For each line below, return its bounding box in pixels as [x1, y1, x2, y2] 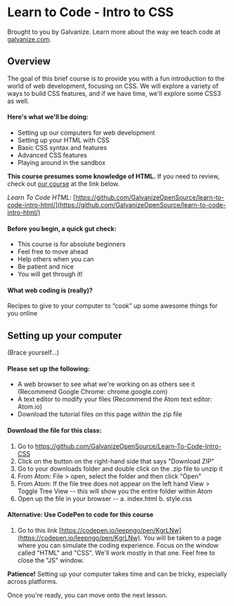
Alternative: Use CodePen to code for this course [7, 510, 154, 519]
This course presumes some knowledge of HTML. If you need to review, [7, 172, 220, 180]
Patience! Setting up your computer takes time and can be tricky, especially [7, 569, 228, 578]
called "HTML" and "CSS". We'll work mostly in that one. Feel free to [17, 548, 216, 557]
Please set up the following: [7, 364, 90, 373]
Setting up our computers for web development [17, 128, 155, 137]
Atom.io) [17, 402, 43, 411]
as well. [7, 97, 30, 105]
